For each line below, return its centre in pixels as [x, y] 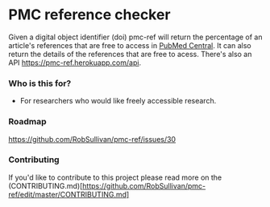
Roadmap [27, 122]
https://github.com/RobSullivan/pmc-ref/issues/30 [92, 139]
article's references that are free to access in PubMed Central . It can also [130, 45]
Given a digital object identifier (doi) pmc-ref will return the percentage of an [135, 37]
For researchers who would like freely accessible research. [118, 101]
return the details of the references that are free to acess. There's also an [130, 54]
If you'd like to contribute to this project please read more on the [115, 177]
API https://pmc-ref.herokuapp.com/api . [75, 63]
